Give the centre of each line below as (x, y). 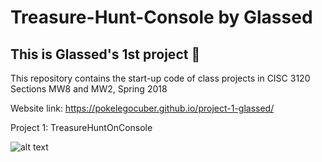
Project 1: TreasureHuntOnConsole (81, 127)
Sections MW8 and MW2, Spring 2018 (89, 89)
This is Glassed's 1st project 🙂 (105, 54)
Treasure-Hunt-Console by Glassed (161, 17)
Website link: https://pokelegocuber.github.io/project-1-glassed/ (142, 108)
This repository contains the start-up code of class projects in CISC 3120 (160, 78)
